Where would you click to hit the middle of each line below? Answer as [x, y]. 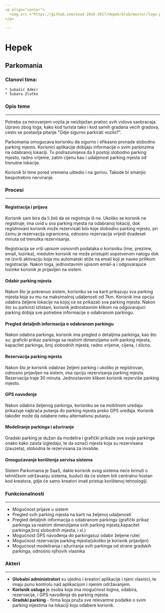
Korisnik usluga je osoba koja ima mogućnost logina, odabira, [75, 589]
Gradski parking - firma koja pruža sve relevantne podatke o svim [79, 600]
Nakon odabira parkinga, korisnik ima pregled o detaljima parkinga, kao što [81, 335]
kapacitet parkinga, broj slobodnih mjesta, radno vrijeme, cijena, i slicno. [78, 345]
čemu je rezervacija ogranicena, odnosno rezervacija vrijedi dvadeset [75, 234]
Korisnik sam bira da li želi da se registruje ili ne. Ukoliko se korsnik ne [76, 218]
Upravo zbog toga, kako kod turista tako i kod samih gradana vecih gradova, [82, 127]
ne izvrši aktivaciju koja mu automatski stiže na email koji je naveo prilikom [80, 259]
